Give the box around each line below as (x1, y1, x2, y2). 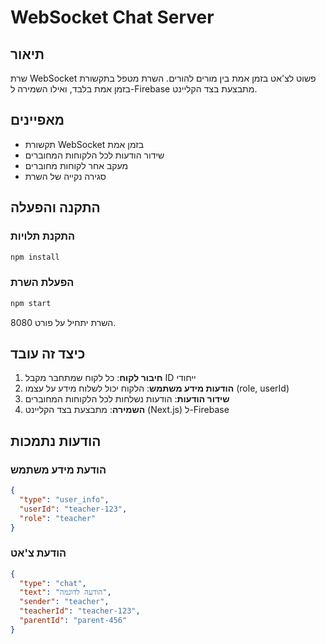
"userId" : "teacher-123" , (19, 504, 128, 514)
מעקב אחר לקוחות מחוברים (24, 159, 129, 171)
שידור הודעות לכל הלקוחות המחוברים (24, 149, 165, 161)
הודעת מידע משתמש (10, 462, 107, 476)
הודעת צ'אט (10, 546, 67, 560)
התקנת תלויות (10, 229, 76, 243)
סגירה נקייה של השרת (24, 170, 107, 182)
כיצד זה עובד (10, 345, 86, 362)
